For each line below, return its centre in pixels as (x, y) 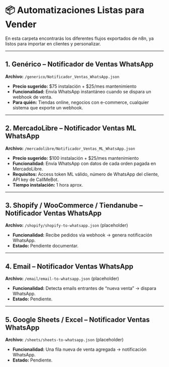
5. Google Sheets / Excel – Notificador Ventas (77, 319)
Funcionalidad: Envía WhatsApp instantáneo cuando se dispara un (82, 91)
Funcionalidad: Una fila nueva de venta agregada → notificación (79, 349)
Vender (21, 24)
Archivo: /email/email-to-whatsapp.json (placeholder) (62, 279)
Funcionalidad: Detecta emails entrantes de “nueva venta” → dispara (84, 288)
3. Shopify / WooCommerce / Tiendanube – (74, 205)
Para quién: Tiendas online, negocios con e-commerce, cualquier (81, 102)
